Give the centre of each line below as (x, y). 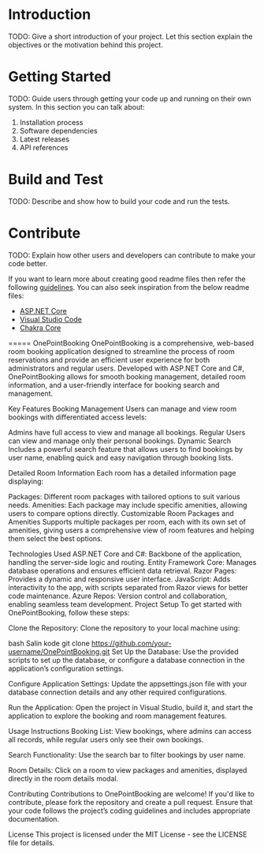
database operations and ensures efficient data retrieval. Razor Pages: (123, 570)
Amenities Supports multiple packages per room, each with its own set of (127, 521)
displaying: (26, 481)
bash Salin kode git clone (49, 643)
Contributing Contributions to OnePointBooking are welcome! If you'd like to (131, 794)
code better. (28, 263)
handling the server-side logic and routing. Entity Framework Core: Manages (132, 562)
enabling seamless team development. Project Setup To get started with (125, 604)
